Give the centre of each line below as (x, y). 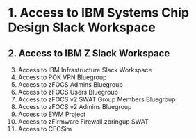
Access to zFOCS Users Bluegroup (68, 92)
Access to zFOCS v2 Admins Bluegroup (75, 107)
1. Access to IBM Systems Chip (99, 13)
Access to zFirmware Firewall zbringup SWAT (83, 122)
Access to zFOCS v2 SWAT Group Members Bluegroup (97, 99)
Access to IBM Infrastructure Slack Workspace (85, 70)
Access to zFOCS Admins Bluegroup (71, 84)
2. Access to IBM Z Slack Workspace (89, 53)
